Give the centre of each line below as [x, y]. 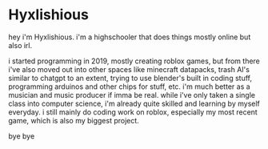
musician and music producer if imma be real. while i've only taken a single [132, 95]
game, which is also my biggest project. [74, 120]
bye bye [22, 136]
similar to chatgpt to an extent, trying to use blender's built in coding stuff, [130, 78]
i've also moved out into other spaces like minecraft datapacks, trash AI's [129, 69]
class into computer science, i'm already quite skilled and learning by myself [134, 103]
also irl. [20, 45]
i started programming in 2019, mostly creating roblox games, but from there [134, 61]
